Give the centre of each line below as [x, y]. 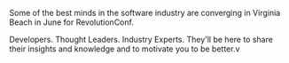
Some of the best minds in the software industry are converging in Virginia [145, 13]
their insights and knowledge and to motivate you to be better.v [125, 49]
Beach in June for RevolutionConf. [72, 22]
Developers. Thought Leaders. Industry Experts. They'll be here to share [141, 39]
